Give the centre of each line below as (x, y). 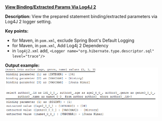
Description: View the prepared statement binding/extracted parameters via (81, 16)
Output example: (22, 65)
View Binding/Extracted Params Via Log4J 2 (50, 7)
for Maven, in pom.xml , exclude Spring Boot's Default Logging (73, 40)
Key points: (17, 31)
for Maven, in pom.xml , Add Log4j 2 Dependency (60, 45)
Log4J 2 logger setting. (28, 22)
